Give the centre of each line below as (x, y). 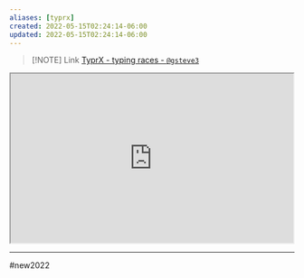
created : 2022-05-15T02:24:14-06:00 (78, 26)
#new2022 (29, 265)
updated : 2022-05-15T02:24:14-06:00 (78, 34)
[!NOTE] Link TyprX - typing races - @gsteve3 (115, 60)
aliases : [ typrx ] (42, 18)
